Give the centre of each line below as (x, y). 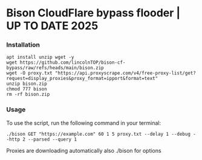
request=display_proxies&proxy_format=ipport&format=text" (82, 79)
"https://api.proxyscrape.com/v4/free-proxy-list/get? (125, 73)
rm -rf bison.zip (28, 95)
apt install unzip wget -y (40, 58)
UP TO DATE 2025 (52, 26)
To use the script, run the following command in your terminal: (84, 123)
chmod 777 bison (27, 89)
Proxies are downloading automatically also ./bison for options (84, 150)
